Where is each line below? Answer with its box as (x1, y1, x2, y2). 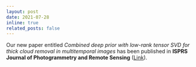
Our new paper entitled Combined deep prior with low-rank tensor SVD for (6, 42, 190, 49)
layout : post (6, 8, 39, 15)
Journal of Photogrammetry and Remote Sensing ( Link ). (6, 54, 148, 61)
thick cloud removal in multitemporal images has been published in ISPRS (6, 48, 188, 55)
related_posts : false (6, 25, 60, 31)
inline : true (6, 20, 39, 25)
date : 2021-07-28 (6, 14, 50, 20)
